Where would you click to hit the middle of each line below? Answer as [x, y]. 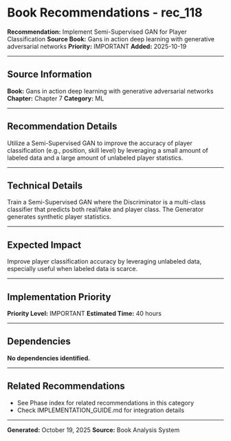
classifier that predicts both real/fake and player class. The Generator [106, 209]
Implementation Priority [59, 297]
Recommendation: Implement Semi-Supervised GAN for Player [97, 32]
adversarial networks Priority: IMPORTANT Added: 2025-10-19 [97, 46]
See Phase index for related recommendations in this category [106, 402]
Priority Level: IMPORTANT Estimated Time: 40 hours [84, 313]
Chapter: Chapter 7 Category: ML [56, 98]
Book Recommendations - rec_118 [105, 13]
